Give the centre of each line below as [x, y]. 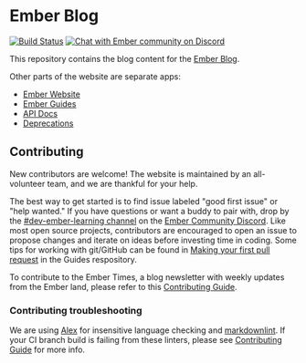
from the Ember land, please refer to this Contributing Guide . [123, 286]
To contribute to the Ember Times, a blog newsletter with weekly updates [147, 277]
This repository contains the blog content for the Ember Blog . [125, 58]
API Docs [40, 113]
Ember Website [51, 94]
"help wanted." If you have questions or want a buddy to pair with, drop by [149, 211]
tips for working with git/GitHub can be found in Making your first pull [140, 249]
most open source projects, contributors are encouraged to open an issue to [153, 230]
